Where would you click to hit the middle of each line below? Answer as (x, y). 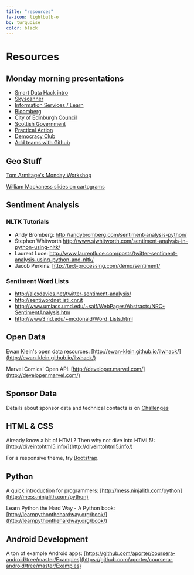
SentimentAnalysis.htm (42, 312)
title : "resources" (30, 11)
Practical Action (34, 130)
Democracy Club (35, 136)
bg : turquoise (23, 22)
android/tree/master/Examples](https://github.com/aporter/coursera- (89, 560)
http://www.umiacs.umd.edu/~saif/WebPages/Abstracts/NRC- (90, 307)
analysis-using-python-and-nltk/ (54, 260)
